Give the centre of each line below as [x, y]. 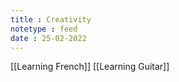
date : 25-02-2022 [48, 38]
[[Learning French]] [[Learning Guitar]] [90, 67]
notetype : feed [44, 29]
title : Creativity [51, 19]
